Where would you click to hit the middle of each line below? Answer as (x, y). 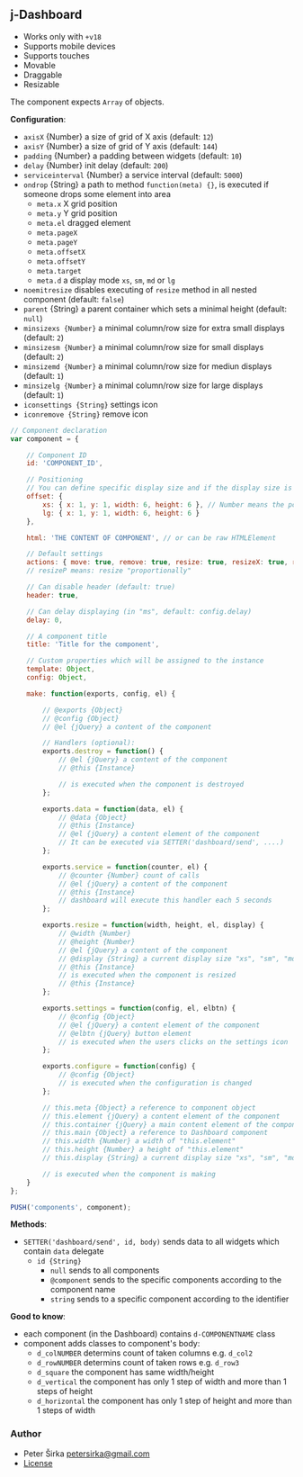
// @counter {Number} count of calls (129, 875)
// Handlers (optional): (89, 743)
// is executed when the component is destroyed (151, 784)
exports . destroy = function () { (103, 752)
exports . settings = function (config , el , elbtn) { (139, 1009)
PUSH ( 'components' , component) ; (71, 1207)
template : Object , (61, 670)
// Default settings (65, 554)
